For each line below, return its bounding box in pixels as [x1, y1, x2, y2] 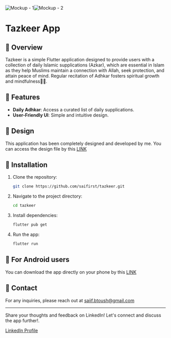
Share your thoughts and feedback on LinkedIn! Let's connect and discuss [5, 312, 161, 318]
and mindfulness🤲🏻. [5, 78, 47, 84]
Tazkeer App [5, 23, 61, 34]
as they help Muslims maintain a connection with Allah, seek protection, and [5, 67, 164, 74]
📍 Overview [5, 43, 43, 52]
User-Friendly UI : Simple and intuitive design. [12, 112, 109, 118]
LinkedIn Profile [5, 327, 38, 333]
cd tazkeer [12, 203, 36, 208]
